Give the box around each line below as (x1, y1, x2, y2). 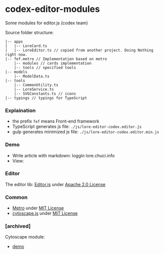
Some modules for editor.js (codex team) (5, 20, 88, 26)
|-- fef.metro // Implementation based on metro (5, 56, 107, 62)
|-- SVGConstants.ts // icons (14, 91, 77, 96)
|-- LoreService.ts (14, 87, 54, 92)
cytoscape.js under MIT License (12, 210, 78, 216)
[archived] (5, 223, 31, 230)
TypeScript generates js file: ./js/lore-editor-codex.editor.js (12, 124, 142, 129)
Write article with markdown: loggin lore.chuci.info (12, 152, 115, 158)
